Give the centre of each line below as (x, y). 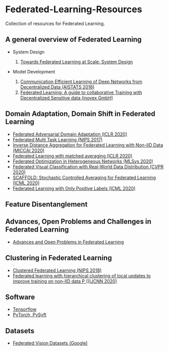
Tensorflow (24, 309)
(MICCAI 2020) (29, 150)
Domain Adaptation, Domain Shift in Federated (80, 114)
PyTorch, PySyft (30, 315)
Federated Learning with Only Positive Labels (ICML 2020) (74, 188)
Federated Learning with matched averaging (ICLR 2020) (72, 156)
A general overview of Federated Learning (74, 40)
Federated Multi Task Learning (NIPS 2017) (58, 139)
